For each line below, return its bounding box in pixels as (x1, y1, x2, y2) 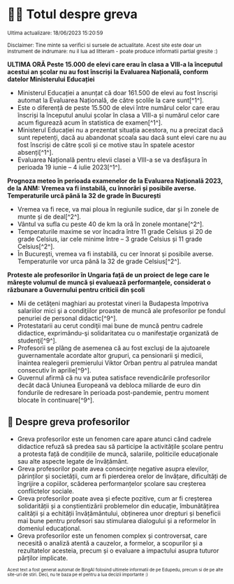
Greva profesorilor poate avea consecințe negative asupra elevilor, (17, 464, 210, 473)
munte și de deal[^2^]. (17, 212, 82, 221)
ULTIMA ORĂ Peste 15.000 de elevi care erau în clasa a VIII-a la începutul (7, 60, 224, 69)
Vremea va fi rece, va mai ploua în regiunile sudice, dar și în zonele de (17, 204, 219, 213)
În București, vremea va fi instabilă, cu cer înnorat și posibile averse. (17, 249, 214, 258)
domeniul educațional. (17, 524, 82, 532)
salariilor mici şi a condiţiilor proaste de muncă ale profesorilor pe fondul (17, 306, 226, 314)
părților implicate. (17, 553, 68, 562)
